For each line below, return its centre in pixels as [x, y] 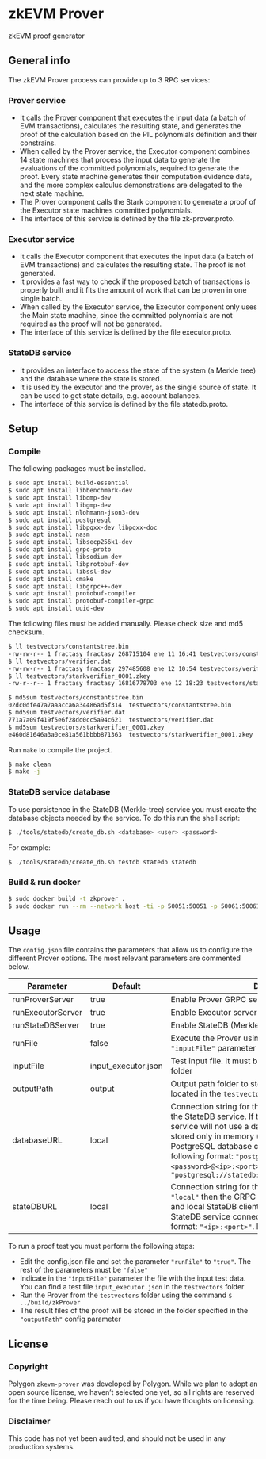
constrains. [38, 143]
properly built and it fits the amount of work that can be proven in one [133, 290]
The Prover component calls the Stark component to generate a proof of [138, 202]
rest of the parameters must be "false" [84, 1270]
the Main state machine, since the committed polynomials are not [126, 316]
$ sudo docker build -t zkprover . [67, 898]
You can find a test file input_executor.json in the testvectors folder [132, 1287]
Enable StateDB [199, 1025]
